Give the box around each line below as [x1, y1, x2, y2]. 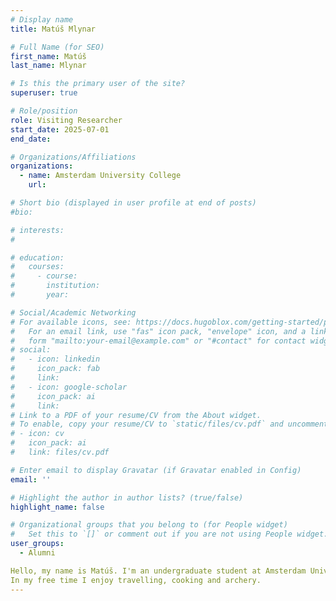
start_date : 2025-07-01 [10, 124, 110, 135]
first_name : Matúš [10, 51, 87, 61]
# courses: [10, 262, 65, 272]
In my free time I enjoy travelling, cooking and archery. [10, 575, 262, 585]
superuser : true [10, 88, 78, 98]
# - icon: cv [10, 429, 65, 439]
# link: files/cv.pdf [10, 447, 110, 457]
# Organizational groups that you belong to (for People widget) [10, 520, 288, 530]
